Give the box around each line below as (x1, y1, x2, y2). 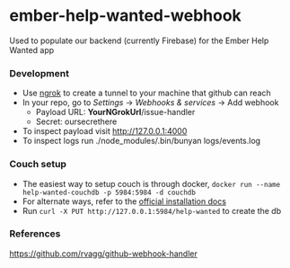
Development (9, 67, 70, 79)
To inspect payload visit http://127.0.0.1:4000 (22, 126, 188, 137)
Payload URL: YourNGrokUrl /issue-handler (35, 107, 196, 118)
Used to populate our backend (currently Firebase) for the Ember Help (9, 35, 269, 46)
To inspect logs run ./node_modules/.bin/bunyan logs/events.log (22, 136, 261, 147)
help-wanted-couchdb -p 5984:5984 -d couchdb (22, 188, 196, 197)
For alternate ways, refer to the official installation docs (22, 195, 227, 207)
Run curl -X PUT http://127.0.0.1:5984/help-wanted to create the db (22, 205, 282, 216)
